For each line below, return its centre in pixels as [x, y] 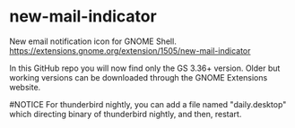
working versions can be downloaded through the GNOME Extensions [139, 77]
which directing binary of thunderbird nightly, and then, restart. [126, 114]
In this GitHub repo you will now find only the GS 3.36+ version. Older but [145, 68]
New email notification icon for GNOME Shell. [93, 41]
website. [25, 87]
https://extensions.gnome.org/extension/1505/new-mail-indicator [130, 50]
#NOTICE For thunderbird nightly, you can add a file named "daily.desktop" [148, 104]
